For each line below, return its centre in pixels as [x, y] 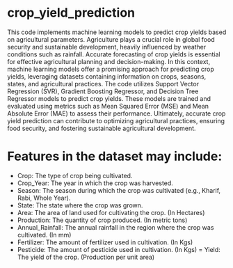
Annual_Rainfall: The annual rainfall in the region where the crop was [115, 227]
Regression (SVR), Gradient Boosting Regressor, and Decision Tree [103, 91]
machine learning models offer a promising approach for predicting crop [111, 69]
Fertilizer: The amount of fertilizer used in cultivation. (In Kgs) [105, 242]
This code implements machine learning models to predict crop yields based [117, 32]
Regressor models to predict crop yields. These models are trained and [109, 98]
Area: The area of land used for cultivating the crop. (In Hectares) [111, 212]
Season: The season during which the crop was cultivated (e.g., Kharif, [119, 190]
